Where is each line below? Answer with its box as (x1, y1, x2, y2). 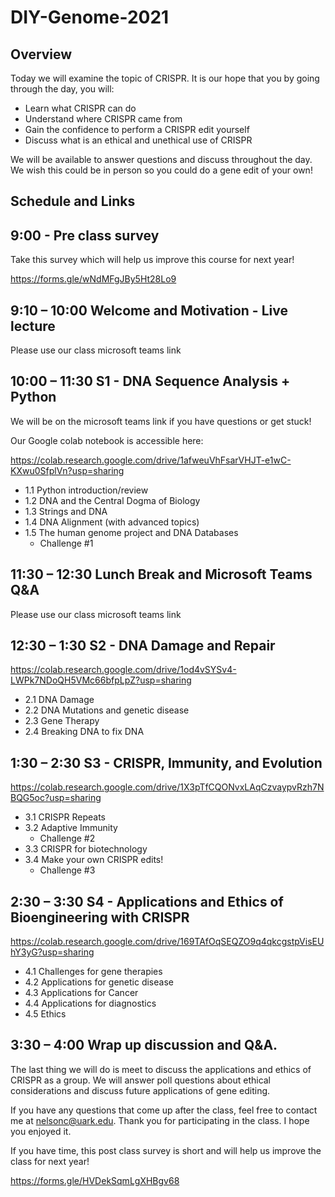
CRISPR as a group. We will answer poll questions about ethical (10, 1074, 272, 1086)
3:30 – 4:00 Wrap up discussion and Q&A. (10, 1037, 278, 1054)
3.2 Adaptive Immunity (24, 822, 118, 834)
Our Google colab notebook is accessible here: (10, 434, 204, 446)
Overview (10, 46, 73, 63)
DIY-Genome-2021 (10, 6, 170, 29)
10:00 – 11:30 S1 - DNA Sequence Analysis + (10, 373, 291, 390)
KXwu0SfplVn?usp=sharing (10, 464, 125, 476)
